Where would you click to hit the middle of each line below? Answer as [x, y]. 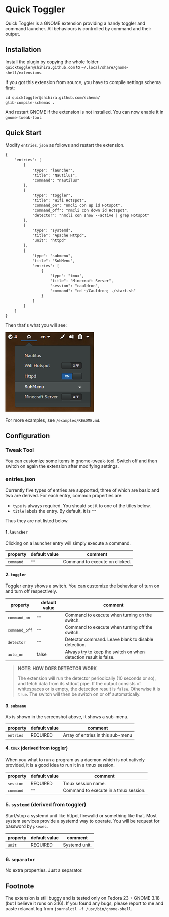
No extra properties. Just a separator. [44, 870]
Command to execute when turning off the [109, 627]
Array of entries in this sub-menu [98, 735]
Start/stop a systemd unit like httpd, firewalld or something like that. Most [81, 815]
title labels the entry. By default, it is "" [54, 511]
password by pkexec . [27, 826]
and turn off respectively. [31, 591]
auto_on [15, 655]
